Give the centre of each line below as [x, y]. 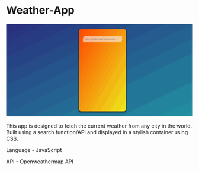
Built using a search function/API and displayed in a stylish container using [97, 132]
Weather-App [41, 10]
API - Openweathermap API [40, 161]
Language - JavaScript [34, 150]
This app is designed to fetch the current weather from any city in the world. [99, 126]
